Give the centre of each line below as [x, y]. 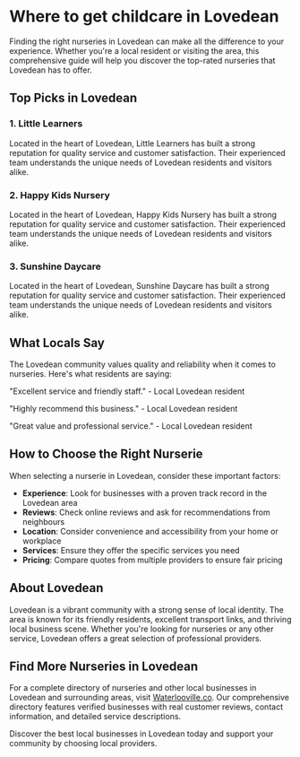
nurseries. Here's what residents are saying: [90, 374]
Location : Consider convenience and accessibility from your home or [150, 531]
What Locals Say [57, 343]
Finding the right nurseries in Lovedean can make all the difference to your [147, 41]
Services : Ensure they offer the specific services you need [131, 550]
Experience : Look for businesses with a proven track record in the [145, 493]
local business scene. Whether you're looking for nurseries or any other [142, 629]
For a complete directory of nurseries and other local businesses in [133, 688]
